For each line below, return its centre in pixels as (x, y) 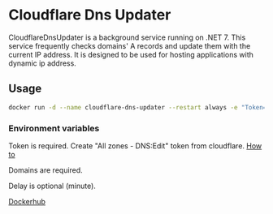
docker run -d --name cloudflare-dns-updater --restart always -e (123, 107)
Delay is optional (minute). (52, 186)
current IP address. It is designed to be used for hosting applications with (131, 54)
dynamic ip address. (43, 63)
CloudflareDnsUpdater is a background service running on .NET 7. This (127, 37)
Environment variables (54, 128)
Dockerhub (27, 201)
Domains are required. (45, 170)
